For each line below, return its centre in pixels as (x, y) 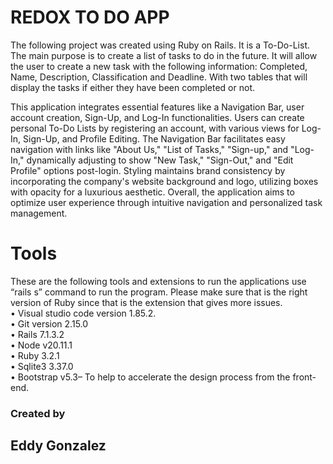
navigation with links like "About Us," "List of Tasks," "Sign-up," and (149, 149)
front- (304, 377)
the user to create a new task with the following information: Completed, (159, 66)
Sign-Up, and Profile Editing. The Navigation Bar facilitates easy (154, 138)
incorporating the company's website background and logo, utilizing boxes (164, 181)
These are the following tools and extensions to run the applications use (158, 281)
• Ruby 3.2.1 (35, 355)
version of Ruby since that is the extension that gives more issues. (146, 302)
